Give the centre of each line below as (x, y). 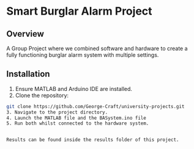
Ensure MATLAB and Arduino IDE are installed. (74, 89)
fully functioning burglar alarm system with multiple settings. (83, 55)
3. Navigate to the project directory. (57, 112)
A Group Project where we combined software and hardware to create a (97, 48)
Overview (25, 34)
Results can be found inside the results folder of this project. (93, 140)
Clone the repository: (42, 95)
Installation (28, 74)
